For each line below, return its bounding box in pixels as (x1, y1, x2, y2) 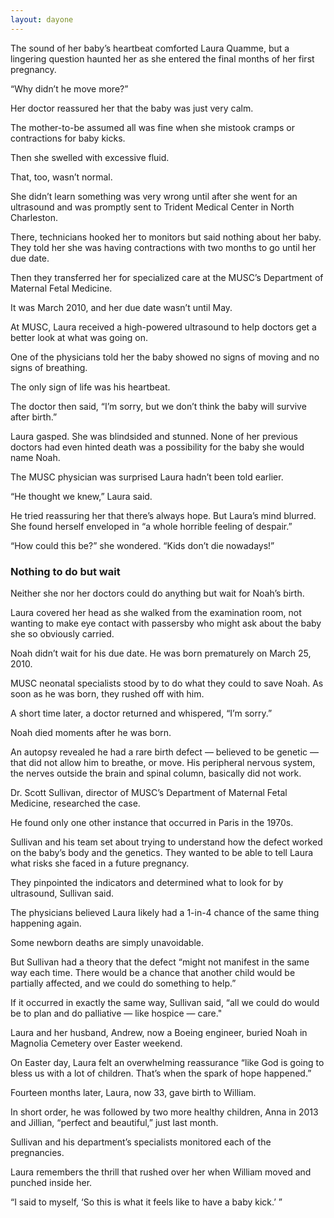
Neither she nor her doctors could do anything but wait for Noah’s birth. (10, 587, 305, 599)
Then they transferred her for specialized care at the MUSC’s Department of (10, 271, 324, 283)
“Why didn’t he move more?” (10, 82, 129, 95)
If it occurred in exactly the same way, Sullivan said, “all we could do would (10, 996, 320, 1008)
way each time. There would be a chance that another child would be (10, 966, 296, 978)
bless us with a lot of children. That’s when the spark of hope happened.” (10, 1067, 312, 1079)
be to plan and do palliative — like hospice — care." (10, 1007, 223, 1019)
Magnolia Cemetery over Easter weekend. (10, 1037, 183, 1049)
